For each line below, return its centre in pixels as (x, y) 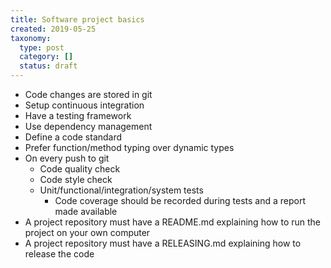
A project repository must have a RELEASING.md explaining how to (163, 243)
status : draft (48, 66)
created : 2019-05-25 (53, 29)
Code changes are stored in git (88, 94)
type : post (42, 47)
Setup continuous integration (84, 105)
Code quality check (80, 169)
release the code (59, 254)
